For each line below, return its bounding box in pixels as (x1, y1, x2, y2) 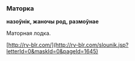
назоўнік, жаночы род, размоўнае (6, 18, 99, 25)
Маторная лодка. (6, 30, 51, 37)
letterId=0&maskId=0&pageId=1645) (6, 48, 99, 55)
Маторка (6, 4, 35, 13)
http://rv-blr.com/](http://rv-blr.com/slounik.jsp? (8, 41, 129, 49)
